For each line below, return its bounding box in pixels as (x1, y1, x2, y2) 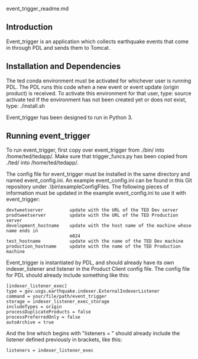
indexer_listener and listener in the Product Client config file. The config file (6, 265, 190, 273)
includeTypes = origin (6, 304, 62, 310)
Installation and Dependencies (6, 62, 121, 72)
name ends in (6, 228, 38, 234)
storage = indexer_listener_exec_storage (6, 299, 110, 304)
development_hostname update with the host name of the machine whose (6, 223, 192, 229)
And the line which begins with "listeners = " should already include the (6, 330, 180, 337)
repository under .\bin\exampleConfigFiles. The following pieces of (6, 183, 169, 190)
